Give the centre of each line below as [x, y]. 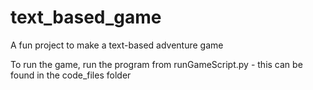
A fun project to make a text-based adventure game [117, 45]
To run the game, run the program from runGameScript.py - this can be [156, 64]
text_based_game [86, 17]
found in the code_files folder [71, 75]
